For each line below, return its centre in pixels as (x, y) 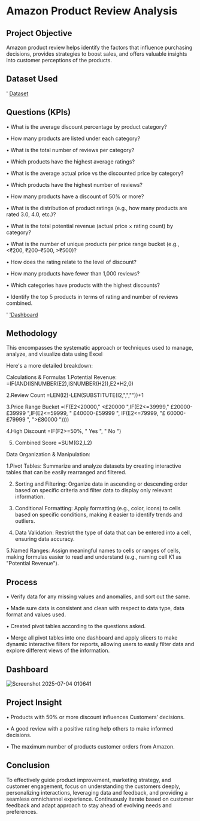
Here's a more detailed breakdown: (49, 366)
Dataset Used (32, 79)
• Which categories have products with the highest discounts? (83, 285)
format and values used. (36, 614)
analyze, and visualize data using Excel (54, 354)
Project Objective (39, 33)
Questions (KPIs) (38, 112)
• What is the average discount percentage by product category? (87, 126)
